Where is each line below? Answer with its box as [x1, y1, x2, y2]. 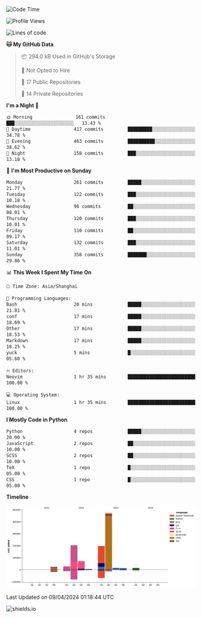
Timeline [6, 493, 29, 500]
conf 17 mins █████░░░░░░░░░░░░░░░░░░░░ [6, 314, 196, 320]
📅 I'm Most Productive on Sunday [6, 167, 92, 174]
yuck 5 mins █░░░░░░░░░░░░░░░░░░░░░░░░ [6, 350, 196, 356]
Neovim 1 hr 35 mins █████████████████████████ [6, 374, 196, 380]
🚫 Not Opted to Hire [21, 67, 71, 74]
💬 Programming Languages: [6, 295, 71, 301]
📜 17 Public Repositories [21, 78, 81, 86]
